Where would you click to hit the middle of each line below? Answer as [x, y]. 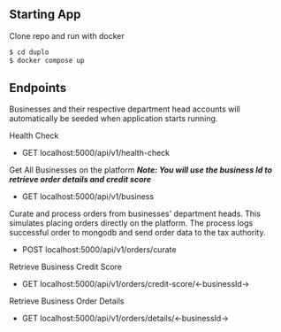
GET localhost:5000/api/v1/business [88, 197]
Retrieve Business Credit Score [65, 267]
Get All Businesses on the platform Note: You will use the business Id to [140, 170]
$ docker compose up [47, 60]
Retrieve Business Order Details [67, 301]
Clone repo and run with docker [67, 35]
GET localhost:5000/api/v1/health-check [96, 153]
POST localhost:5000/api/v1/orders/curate [99, 250]
